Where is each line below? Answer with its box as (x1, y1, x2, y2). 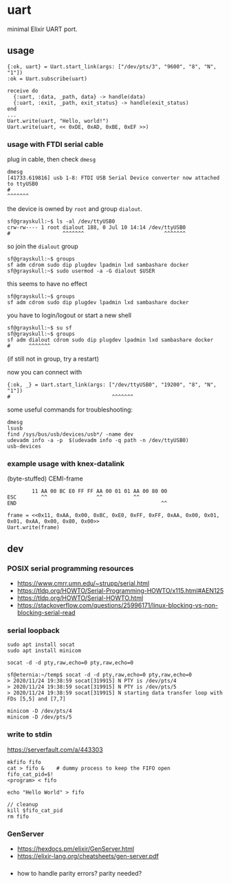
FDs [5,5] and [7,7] (7, 696, 67, 703)
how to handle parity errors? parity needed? (16, 869, 142, 877)
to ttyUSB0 (7, 181, 38, 188)
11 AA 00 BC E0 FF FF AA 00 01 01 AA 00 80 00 (32, 488, 168, 495)
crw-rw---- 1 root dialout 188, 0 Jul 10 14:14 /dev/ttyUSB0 (7, 224, 186, 231)
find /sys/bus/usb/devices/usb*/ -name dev (7, 431, 134, 438)
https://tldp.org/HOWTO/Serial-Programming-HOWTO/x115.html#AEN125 (16, 587, 224, 595)
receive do (7, 87, 38, 94)
